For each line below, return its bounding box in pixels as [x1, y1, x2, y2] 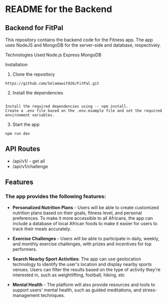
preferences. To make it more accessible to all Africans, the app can [12, 215, 153, 221]
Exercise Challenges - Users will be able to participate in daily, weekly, [12, 235, 159, 241]
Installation [5, 62, 28, 67]
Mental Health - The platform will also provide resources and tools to [12, 281, 155, 287]
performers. [12, 246, 37, 252]
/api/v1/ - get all [12, 158, 45, 164]
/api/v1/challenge [12, 163, 48, 169]
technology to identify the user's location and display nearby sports [12, 261, 152, 267]
